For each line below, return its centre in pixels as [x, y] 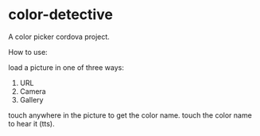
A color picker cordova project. [59, 37]
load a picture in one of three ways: [66, 67]
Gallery [31, 99]
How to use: [28, 52]
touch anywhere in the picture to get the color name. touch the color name [130, 115]
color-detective [61, 15]
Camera [33, 91]
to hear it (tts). [31, 123]
